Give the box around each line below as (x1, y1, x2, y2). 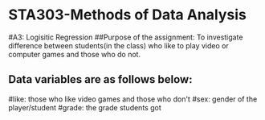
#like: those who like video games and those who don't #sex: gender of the (8, 94, 258, 104)
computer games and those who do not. (8, 49, 141, 59)
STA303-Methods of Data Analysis (8, 6, 247, 24)
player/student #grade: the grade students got (8, 102, 162, 112)
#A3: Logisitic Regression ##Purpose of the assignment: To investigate (8, 32, 243, 42)
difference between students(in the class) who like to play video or (8, 40, 229, 50)
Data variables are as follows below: (8, 72, 193, 86)
